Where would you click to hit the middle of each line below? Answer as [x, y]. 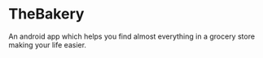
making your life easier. [48, 44]
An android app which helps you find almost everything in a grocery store [131, 36]
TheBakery [46, 14]
